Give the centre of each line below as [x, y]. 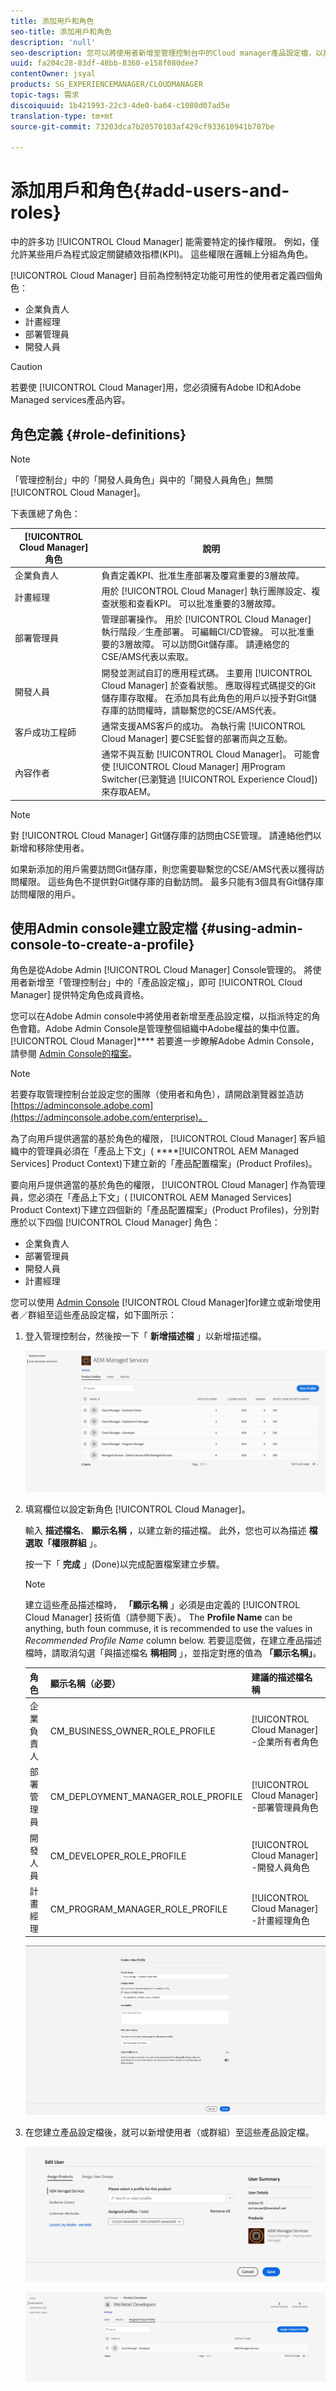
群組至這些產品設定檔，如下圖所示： [102, 1315]
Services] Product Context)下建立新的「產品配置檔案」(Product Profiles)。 [164, 1164]
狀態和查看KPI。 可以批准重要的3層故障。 [195, 603]
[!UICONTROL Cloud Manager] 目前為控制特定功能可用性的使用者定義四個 [162, 276]
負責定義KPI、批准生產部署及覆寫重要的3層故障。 [203, 575]
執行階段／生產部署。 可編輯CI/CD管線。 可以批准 [204, 632]
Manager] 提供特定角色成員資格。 [80, 995]
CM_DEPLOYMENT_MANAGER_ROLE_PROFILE [146, 1796]
